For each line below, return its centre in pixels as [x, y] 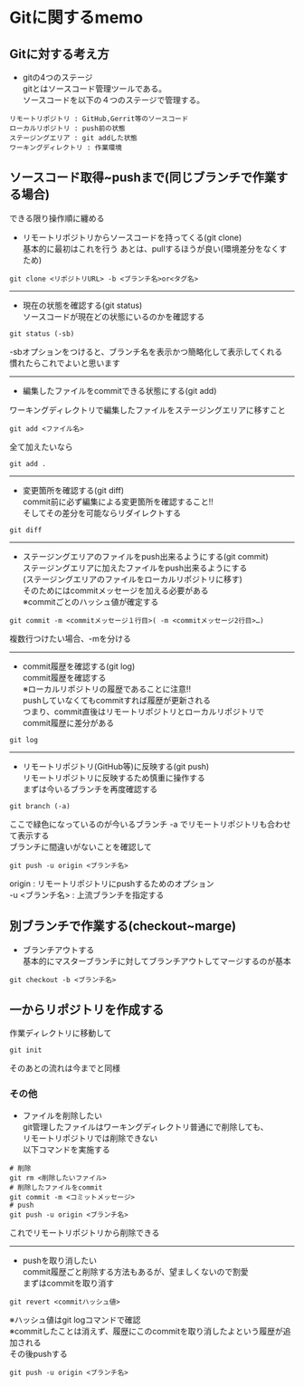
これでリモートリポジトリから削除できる [85, 1232]
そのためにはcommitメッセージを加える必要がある [115, 590]
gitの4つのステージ [57, 77]
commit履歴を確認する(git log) [79, 666]
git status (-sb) [42, 334]
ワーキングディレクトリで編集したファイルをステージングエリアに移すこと [148, 410]
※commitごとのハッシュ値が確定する [90, 601]
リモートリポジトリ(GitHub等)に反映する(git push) [116, 766]
